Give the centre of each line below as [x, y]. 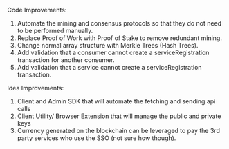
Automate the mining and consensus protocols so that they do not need [119, 23]
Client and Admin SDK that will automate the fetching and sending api [116, 101]
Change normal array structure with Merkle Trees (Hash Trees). [108, 45]
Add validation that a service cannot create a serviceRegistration [109, 67]
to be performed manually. [55, 31]
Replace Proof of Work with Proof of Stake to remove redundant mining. [120, 38]
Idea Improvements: [36, 88]
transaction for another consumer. [66, 60]
